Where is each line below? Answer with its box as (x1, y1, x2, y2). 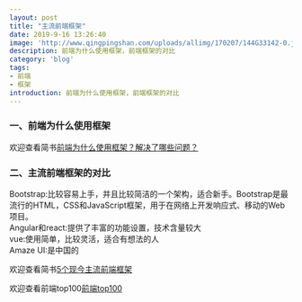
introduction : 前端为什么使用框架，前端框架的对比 (9, 88, 180, 97)
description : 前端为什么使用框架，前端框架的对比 (9, 47, 176, 56)
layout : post (9, 13, 58, 22)
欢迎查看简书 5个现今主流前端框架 (9, 264, 133, 275)
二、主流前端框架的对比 (9, 166, 111, 179)
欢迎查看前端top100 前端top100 (9, 283, 123, 294)
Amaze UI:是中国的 (9, 244, 79, 256)
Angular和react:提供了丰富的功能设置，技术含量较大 (9, 222, 202, 234)
